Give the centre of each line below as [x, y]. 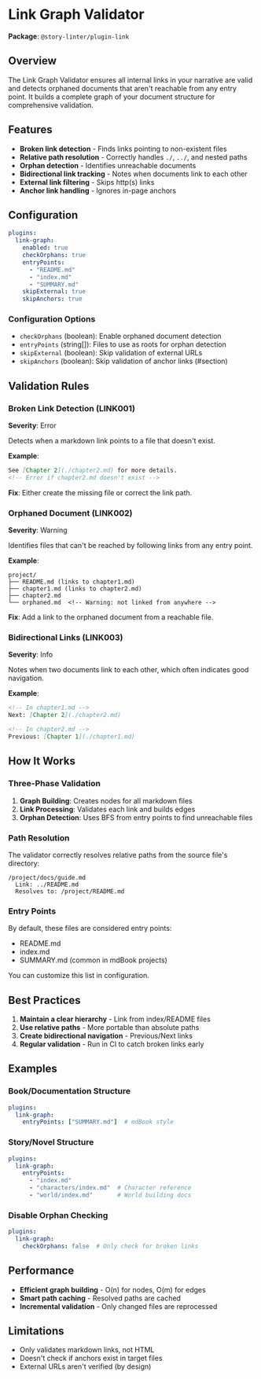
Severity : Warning [38, 530]
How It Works [42, 761]
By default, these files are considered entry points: [90, 929]
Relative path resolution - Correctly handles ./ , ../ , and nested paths [133, 157]
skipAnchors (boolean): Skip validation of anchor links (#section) [123, 361]
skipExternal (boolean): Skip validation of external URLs [111, 353]
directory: [24, 863]
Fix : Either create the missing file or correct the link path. [100, 492]
